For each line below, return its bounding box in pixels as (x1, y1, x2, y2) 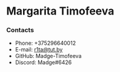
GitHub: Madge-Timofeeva (15, 53, 82, 60)
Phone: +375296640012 (15, 39, 76, 47)
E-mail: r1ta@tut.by (15, 46, 63, 53)
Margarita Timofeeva (6, 4, 115, 18)
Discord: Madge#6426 (15, 59, 72, 66)
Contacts (6, 26, 35, 34)
